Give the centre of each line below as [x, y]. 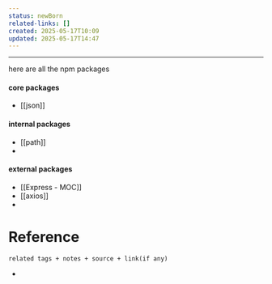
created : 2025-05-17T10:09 [54, 31]
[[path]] [33, 142]
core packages [34, 87]
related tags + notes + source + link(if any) [88, 259]
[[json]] [33, 105]
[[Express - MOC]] [51, 187]
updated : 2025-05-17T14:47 [54, 38]
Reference [44, 237]
